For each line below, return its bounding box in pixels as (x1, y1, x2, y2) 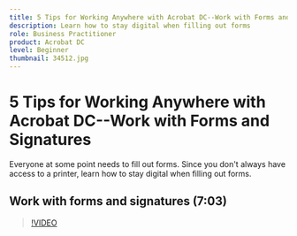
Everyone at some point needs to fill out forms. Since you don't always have (9, 158, 286, 169)
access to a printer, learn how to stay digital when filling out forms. (9, 168, 252, 179)
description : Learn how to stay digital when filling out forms (9, 21, 251, 30)
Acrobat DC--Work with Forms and (9, 111, 270, 131)
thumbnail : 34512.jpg (9, 54, 89, 63)
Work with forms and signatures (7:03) (9, 194, 227, 209)
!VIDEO (30, 217, 57, 228)
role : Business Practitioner (9, 29, 117, 38)
